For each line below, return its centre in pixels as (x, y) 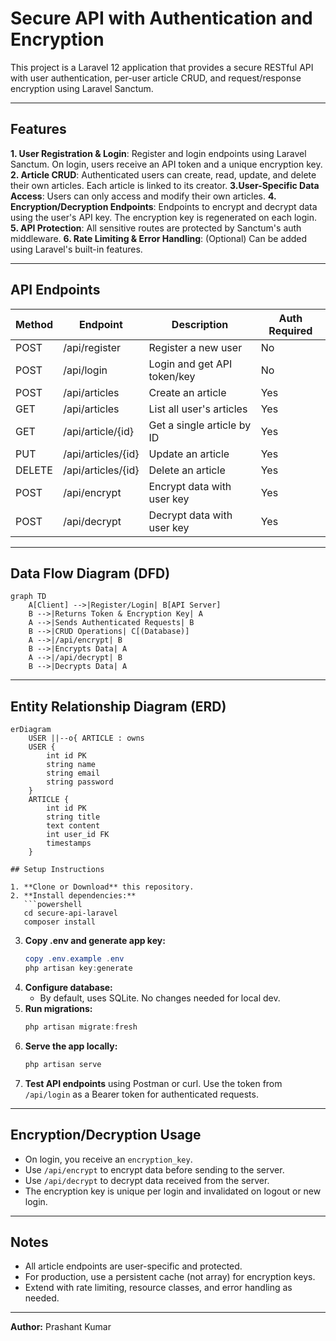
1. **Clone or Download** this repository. (102, 887)
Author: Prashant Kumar (61, 1327)
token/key (172, 376)
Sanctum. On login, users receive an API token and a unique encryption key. (166, 164)
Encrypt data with (190, 486)
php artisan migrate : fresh (81, 1027)
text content (73, 826)
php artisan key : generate (78, 968)
